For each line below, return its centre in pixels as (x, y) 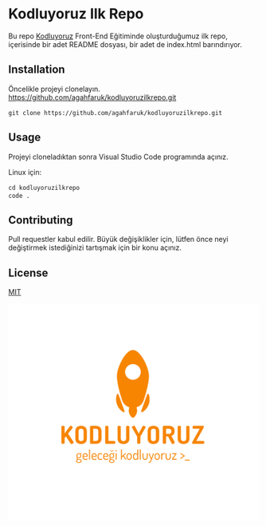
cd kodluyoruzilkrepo (44, 188)
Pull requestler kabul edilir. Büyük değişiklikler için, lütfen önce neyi (118, 239)
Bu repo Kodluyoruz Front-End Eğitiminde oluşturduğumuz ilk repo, (118, 36)
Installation (37, 70)
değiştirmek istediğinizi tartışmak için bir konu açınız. (95, 247)
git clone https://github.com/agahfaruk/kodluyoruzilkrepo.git (115, 113)
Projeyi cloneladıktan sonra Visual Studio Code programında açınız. (118, 156)
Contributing (41, 220)
